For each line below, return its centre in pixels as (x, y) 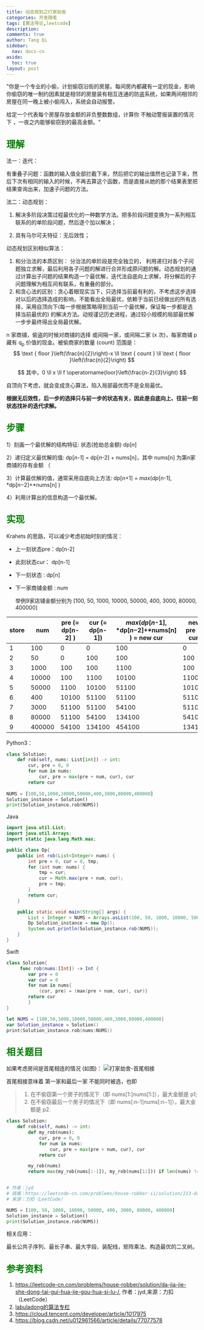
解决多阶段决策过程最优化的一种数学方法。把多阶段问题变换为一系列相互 (105, 215)
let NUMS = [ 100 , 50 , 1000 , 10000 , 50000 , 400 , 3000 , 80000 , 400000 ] (85, 1019)
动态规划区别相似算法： (36, 248)
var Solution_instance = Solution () (53, 1025)
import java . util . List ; (36, 828)
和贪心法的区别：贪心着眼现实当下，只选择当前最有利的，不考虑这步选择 (105, 292)
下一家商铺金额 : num (42, 588)
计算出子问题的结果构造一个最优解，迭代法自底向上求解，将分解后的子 (108, 277)
